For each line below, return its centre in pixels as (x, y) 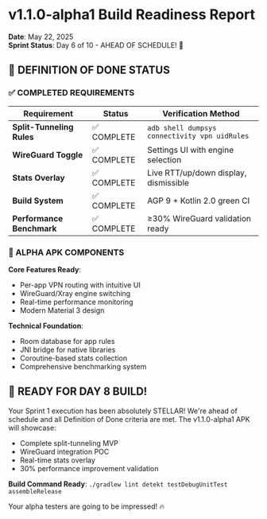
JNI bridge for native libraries (68, 349)
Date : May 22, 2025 (41, 37)
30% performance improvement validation (89, 468)
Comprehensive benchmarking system (83, 366)
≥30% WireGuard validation (199, 218)
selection (164, 159)
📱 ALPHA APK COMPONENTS (66, 252)
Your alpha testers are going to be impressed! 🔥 (87, 506)
